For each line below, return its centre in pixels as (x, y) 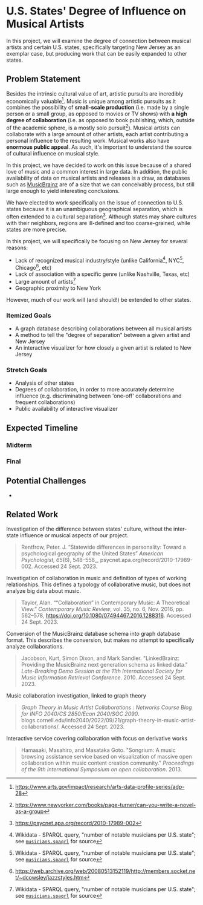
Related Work (32, 515)
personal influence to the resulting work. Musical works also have (88, 141)
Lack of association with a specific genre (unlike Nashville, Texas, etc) (102, 274)
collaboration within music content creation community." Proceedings (108, 763)
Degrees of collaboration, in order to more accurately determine (95, 390)
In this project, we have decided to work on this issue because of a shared (99, 165)
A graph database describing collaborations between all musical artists (103, 328)
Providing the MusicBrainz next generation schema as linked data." (105, 665)
